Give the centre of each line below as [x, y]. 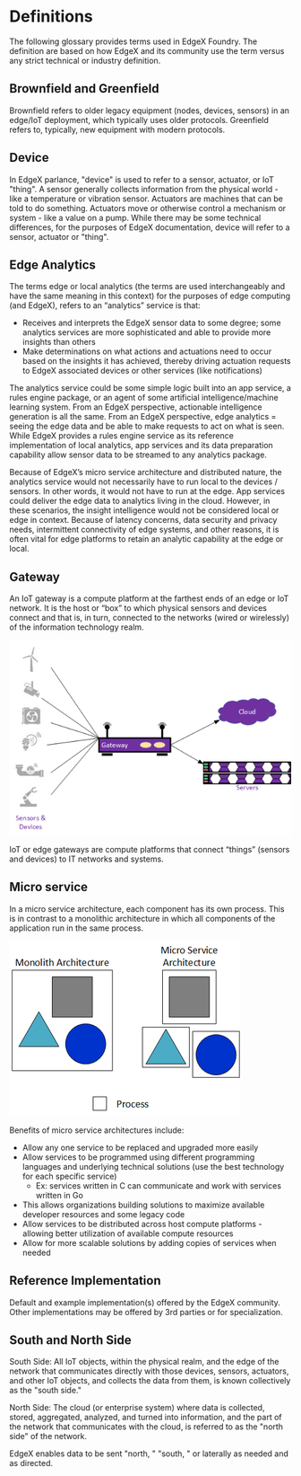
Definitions [52, 17]
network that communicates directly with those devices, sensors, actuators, [149, 1371]
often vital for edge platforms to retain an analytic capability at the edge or [146, 539]
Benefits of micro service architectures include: [97, 1130]
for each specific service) [69, 1176]
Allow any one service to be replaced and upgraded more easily [140, 1147]
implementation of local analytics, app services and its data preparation [141, 446]
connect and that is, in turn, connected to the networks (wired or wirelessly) [149, 618]
